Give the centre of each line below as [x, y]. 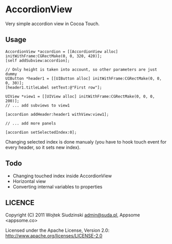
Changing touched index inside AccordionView [62, 176]
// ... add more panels [31, 123]
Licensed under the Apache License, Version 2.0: [57, 230]
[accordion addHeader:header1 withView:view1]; [57, 114]
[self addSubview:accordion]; [38, 60]
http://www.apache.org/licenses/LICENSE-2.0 [54, 236]
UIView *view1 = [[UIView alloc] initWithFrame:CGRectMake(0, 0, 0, [80, 96]
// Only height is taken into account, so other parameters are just [81, 69]
